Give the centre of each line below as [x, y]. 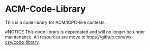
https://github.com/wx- [110, 37]
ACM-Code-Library [45, 9]
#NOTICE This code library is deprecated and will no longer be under [75, 32]
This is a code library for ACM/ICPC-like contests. [56, 22]
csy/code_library [22, 42]
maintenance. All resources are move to [45, 37]
